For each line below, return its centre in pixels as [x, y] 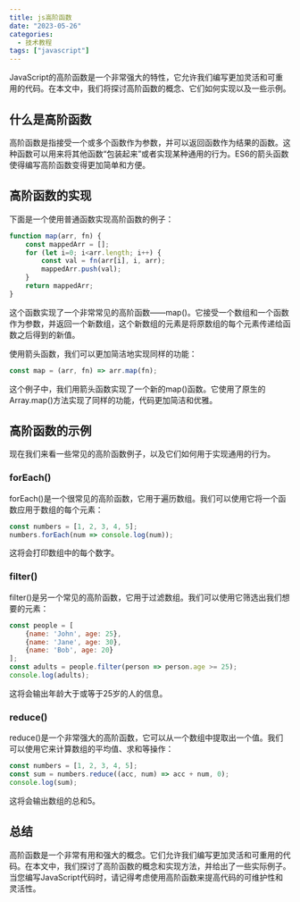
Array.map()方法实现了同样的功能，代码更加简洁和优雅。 [113, 400]
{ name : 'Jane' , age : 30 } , [74, 642]
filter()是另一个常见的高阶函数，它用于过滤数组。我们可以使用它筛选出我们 [146, 597]
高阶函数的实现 [50, 196]
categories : [31, 34]
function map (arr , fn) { [55, 236]
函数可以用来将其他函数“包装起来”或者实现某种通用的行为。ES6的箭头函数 [153, 154]
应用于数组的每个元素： [60, 510]
